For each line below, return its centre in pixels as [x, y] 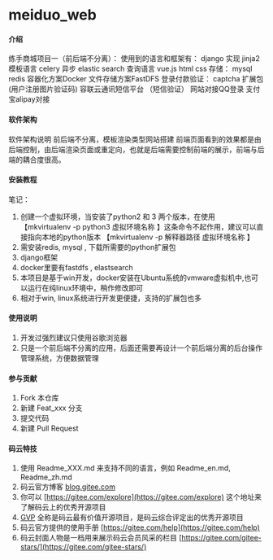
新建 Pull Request [49, 428]
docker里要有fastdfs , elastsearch [77, 267]
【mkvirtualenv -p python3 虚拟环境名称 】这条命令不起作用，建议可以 [139, 226]
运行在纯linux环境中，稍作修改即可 [85, 287]
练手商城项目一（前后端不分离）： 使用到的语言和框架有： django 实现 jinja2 [134, 59]
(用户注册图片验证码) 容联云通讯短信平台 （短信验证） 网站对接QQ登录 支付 [134, 89]
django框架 [39, 257]
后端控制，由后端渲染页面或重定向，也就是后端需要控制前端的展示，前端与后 [136, 149]
